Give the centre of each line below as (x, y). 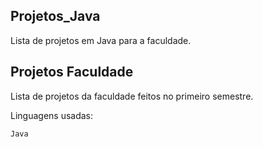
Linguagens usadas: (52, 115)
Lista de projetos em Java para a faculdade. (101, 40)
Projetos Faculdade (72, 72)
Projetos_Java (55, 16)
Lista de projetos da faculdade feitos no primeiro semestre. (132, 96)
